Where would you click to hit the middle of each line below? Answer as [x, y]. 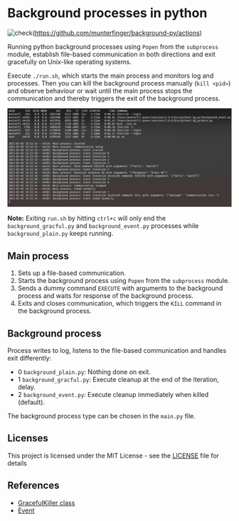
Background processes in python [107, 13]
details [17, 463]
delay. [26, 387]
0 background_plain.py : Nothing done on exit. [84, 372]
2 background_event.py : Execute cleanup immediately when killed [113, 395]
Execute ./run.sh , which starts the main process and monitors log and [111, 76]
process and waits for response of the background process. [105, 296]
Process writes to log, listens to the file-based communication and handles [117, 351]
